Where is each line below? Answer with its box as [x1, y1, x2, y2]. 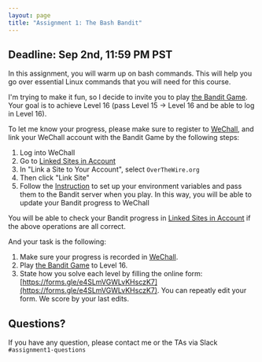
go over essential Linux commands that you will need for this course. [8, 77, 231, 87]
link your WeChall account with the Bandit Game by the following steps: [8, 133, 240, 142]
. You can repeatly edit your [157, 286, 247, 295]
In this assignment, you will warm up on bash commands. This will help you [8, 68, 253, 79]
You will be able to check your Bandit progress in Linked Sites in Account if [8, 213, 251, 223]
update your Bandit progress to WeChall [19, 198, 149, 208]
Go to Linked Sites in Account [19, 157, 116, 166]
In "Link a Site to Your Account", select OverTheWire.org [19, 164, 200, 174]
